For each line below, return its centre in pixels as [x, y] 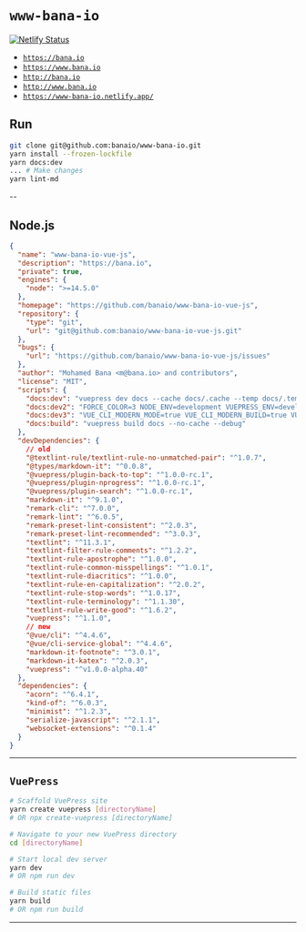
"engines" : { [42, 280]
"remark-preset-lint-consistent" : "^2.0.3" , [112, 525]
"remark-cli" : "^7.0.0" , [73, 509]
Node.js [32, 225]
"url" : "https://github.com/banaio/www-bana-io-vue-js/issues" [148, 356]
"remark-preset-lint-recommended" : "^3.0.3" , [114, 534]
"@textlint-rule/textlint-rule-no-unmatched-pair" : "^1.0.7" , [146, 458]
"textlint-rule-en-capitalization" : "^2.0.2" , [116, 584]
